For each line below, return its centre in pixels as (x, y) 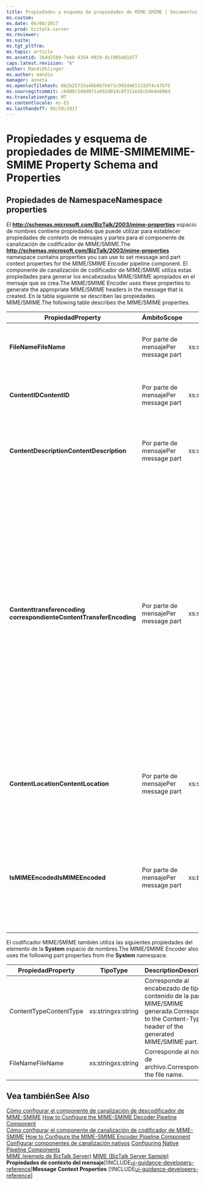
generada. (159, 1011)
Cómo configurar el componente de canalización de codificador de (91, 1130)
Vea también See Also (48, 1096)
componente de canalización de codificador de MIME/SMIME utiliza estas (99, 270)
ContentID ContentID (40, 395)
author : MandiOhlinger (35, 69)
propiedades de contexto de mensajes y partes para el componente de (95, 237)
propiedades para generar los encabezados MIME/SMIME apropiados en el (101, 276)
